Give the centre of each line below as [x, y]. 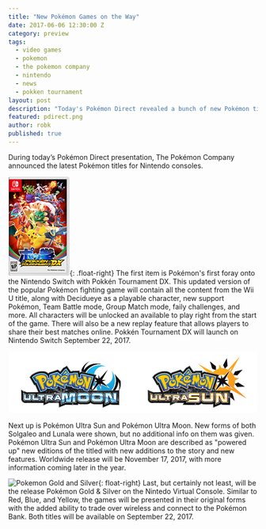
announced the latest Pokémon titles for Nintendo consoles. [106, 166]
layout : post [30, 100]
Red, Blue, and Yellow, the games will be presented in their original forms [127, 500]
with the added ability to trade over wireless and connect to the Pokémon [127, 508]
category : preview [38, 33]
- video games [38, 50]
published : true [35, 134]
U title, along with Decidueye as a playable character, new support [116, 298]
